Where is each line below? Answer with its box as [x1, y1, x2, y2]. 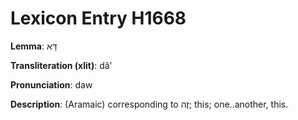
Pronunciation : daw [10, 78, 93, 91]
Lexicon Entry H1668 [10, 7, 187, 30]
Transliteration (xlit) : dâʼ [10, 59, 113, 71]
